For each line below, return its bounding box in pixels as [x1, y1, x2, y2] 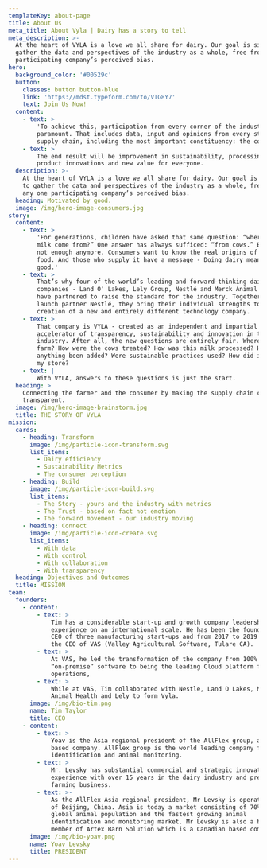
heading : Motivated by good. [15, 197, 112, 204]
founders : [15, 596, 48, 604]
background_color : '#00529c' [15, 71, 112, 79]
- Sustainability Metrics [37, 463, 123, 471]
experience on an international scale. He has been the [50, 625, 240, 633]
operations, [50, 670, 91, 678]
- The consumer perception [37, 470, 126, 478]
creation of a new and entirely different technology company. [37, 307, 250, 315]
